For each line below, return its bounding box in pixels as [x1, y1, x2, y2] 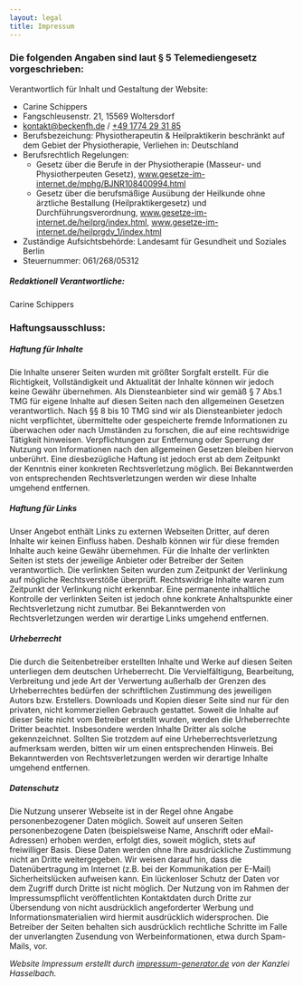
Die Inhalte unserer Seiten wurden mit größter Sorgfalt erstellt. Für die [9, 366, 270, 377]
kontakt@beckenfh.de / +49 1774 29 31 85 [22, 120, 182, 131]
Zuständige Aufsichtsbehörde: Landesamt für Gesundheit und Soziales [22, 236, 287, 246]
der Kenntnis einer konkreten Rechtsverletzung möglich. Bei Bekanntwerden [9, 463, 294, 474]
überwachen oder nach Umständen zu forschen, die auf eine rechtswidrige [9, 424, 289, 435]
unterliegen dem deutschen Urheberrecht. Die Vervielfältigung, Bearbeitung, [9, 665, 295, 676]
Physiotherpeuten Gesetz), [35, 169, 137, 179]
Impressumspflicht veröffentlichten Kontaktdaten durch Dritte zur [9, 892, 252, 903]
